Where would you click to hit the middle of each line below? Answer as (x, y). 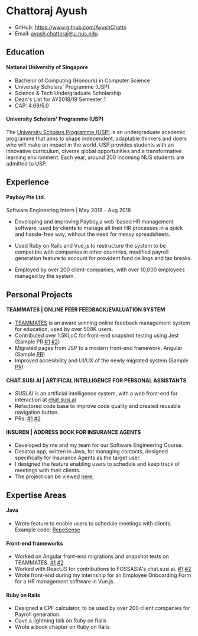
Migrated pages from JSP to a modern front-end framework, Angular (98, 348)
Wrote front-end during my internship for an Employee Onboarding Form (103, 575)
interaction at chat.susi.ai (45, 400)
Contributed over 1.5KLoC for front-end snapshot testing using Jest (97, 335)
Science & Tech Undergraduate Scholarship (68, 93)
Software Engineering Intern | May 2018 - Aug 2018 (69, 210)
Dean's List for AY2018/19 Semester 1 (60, 99)
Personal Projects (39, 295)
